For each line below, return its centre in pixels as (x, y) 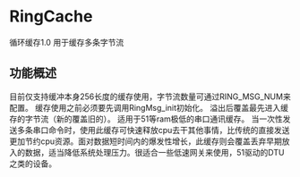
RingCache (51, 17)
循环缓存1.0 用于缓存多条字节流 (67, 42)
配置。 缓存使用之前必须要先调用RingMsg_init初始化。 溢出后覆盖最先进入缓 (149, 107)
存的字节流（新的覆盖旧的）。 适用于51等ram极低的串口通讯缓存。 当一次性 (146, 119)
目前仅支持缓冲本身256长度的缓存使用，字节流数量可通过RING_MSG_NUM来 (150, 97)
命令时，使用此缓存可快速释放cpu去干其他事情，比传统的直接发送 (169, 130)
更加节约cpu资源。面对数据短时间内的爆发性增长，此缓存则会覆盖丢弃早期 (146, 141)
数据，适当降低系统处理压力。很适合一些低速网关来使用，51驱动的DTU (154, 152)
